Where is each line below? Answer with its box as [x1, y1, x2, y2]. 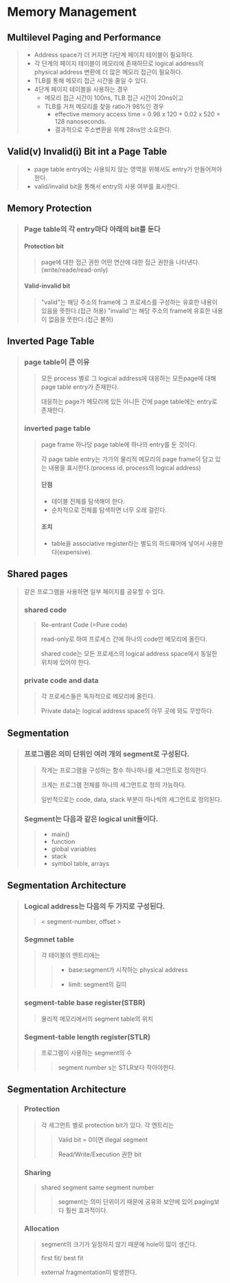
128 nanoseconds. [54, 118, 107, 125]
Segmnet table [23, 934, 74, 944]
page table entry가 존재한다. [41, 383, 119, 391]
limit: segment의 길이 [68, 980, 127, 988]
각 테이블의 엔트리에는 [41, 951, 101, 959]
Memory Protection [7, 202, 92, 214]
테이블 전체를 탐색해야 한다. [51, 497, 125, 505]
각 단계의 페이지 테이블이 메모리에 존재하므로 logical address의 [34, 59, 204, 67]
